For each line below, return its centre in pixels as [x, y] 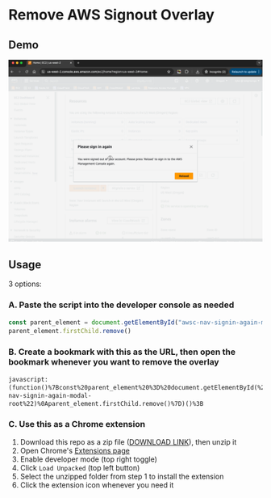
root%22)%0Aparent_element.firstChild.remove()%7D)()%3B [106, 404]
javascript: [28, 380]
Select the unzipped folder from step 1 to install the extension [122, 476]
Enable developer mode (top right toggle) [88, 459]
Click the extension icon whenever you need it [97, 485]
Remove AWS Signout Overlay [112, 15]
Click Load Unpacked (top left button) [80, 467]
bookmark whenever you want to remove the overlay [114, 362]
